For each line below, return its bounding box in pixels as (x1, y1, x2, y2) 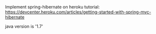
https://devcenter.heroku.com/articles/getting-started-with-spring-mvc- (5, 9, 151, 15)
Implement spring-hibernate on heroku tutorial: (5, 4, 100, 10)
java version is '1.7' (5, 23, 43, 29)
